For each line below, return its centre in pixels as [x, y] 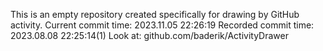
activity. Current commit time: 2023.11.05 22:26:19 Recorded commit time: [162, 25]
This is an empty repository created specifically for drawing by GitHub [155, 14]
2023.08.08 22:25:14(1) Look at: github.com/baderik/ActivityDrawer [149, 35]
